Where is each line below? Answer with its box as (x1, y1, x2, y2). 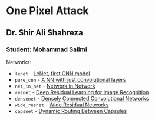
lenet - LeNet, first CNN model (14, 69, 90, 77)
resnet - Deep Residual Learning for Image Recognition (14, 88, 149, 95)
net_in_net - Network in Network (14, 82, 95, 89)
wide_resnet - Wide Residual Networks (14, 101, 109, 108)
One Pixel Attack (6, 4, 90, 18)
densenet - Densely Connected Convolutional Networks (14, 95, 149, 102)
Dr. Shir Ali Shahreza (6, 28, 84, 38)
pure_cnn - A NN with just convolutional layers (14, 76, 126, 83)
